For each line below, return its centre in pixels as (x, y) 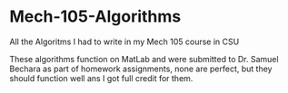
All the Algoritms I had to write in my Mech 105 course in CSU (124, 42)
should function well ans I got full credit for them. (101, 78)
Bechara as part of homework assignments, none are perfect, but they (141, 69)
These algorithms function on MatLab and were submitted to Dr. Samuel (144, 59)
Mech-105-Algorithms (95, 17)
